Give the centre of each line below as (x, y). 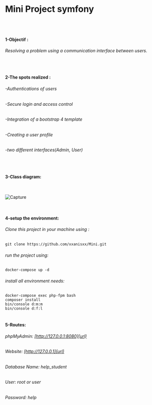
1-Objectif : (17, 39)
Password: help (21, 397)
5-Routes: (15, 324)
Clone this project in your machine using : (47, 229)
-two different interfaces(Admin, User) (44, 150)
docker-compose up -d (27, 270)
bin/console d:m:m (24, 304)
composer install (23, 300)
